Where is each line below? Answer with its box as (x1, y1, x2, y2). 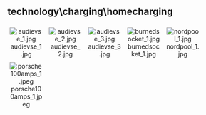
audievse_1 (10, 42, 42, 51)
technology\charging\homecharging (7, 6, 173, 18)
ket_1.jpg (131, 49, 157, 58)
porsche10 (10, 84, 42, 93)
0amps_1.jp (10, 92, 43, 101)
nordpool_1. (166, 42, 200, 51)
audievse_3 (88, 42, 121, 51)
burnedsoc (128, 42, 160, 51)
